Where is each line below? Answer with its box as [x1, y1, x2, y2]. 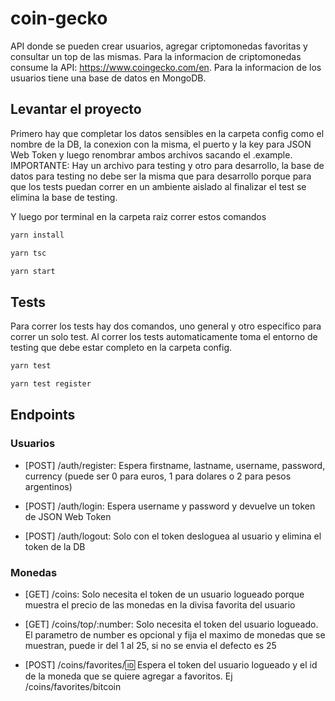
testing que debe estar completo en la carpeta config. [10, 342, 233, 354]
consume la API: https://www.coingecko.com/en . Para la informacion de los [10, 61, 322, 73]
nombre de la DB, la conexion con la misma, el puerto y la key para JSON [10, 138, 312, 150]
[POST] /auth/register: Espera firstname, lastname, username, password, [24, 459, 326, 471]
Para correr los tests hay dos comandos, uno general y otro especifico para [10, 320, 322, 332]
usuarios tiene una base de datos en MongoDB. [10, 72, 207, 84]
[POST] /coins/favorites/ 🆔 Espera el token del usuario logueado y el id [24, 658, 318, 671]
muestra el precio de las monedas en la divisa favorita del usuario [24, 598, 296, 611]
